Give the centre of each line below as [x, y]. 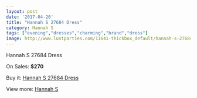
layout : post [22, 11]
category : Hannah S [30, 28]
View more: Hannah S [32, 89]
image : [14, 38]
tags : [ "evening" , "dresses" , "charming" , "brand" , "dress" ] [77, 33]
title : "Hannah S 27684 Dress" [44, 22]
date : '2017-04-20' [30, 17]
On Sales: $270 [25, 66]
